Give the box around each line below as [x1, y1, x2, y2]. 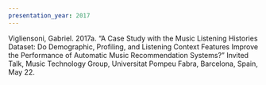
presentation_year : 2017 [8, 11, 91, 20]
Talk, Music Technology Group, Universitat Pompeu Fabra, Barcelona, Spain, [8, 59, 258, 68]
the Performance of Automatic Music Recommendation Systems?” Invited [8, 50, 249, 60]
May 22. [8, 67, 36, 76]
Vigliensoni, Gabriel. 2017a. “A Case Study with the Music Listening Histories [8, 33, 258, 43]
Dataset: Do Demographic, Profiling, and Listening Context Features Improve [8, 41, 259, 52]
